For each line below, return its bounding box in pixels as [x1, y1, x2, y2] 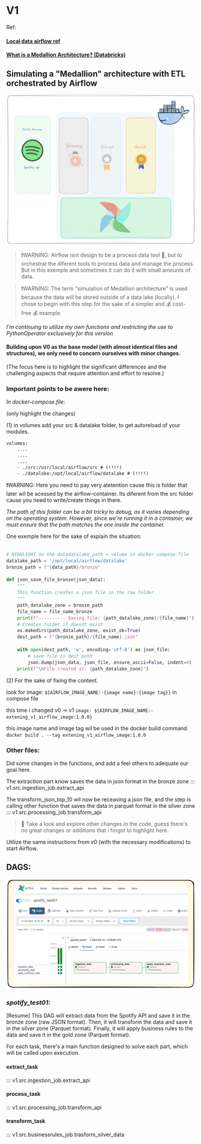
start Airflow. [6, 845, 38, 852]
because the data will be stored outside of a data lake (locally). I [20, 293, 179, 301]
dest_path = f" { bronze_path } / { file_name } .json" [17, 634, 138, 640]
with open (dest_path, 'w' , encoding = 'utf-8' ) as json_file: [17, 647, 170, 653]
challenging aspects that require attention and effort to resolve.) [6, 369, 164, 377]
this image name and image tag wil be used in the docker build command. [6, 724, 189, 732]
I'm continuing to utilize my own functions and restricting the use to [6, 323, 173, 330]
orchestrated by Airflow [6, 78, 98, 88]
